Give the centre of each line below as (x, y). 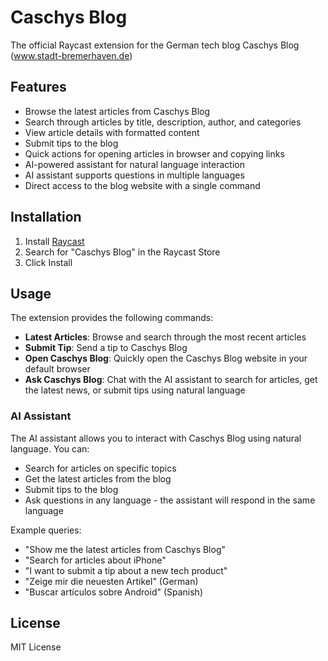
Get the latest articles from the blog (98, 478)
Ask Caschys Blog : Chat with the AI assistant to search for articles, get (171, 380)
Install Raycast (54, 241)
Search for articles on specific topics (100, 468)
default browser (57, 369)
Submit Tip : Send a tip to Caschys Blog (106, 348)
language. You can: (50, 448)
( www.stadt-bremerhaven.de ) (71, 55)
